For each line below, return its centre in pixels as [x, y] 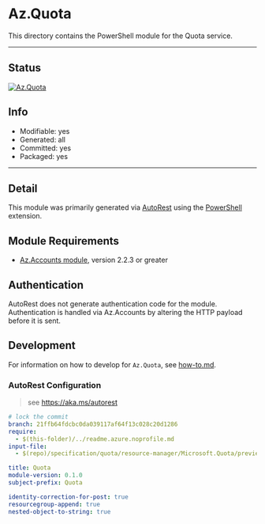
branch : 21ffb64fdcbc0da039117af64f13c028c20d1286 [93, 424]
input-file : [28, 446]
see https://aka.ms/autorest [73, 402]
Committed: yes [45, 148]
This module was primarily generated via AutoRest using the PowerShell [125, 207]
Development [42, 346]
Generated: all [42, 139]
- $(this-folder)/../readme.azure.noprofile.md [95, 439]
